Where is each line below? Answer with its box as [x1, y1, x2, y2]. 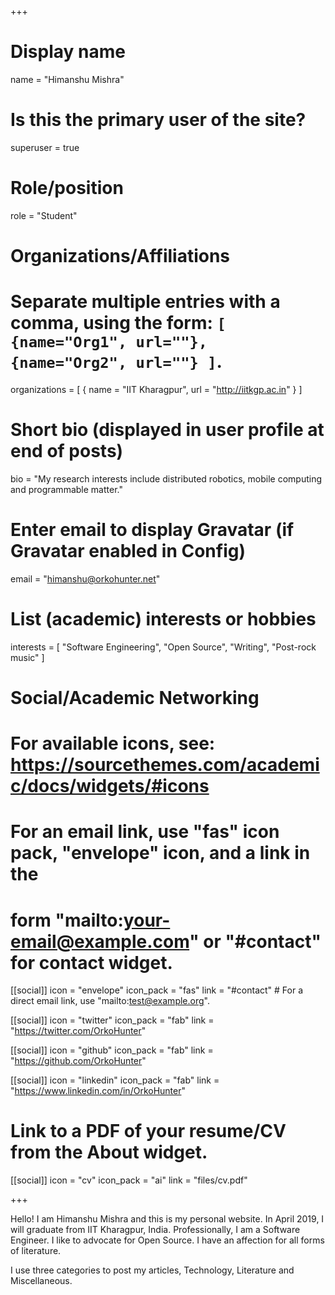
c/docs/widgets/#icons [10, 775, 210, 798]
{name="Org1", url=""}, [10, 333, 208, 352]
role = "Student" [10, 209, 78, 221]
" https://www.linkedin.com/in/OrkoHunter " [10, 1085, 187, 1097]
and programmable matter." [10, 483, 123, 495]
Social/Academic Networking [10, 686, 260, 709]
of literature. [10, 1245, 62, 1257]
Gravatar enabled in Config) [10, 540, 247, 563]
